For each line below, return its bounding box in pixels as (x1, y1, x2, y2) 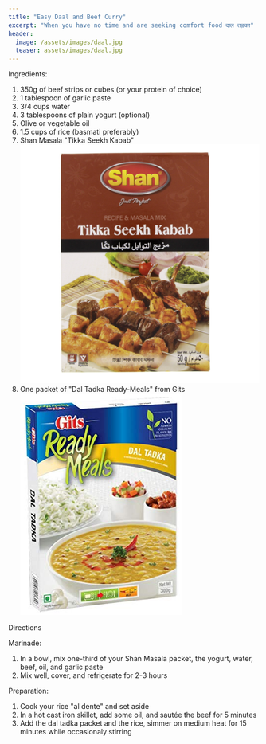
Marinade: (8, 638, 42, 648)
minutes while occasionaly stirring (19, 727, 133, 737)
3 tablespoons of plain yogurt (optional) (19, 110, 151, 119)
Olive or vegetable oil (19, 119, 90, 128)
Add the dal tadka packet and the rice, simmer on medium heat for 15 (19, 719, 247, 728)
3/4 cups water (19, 102, 70, 112)
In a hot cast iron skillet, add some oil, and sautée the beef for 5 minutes (19, 710, 257, 720)
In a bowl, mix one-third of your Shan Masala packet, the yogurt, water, (19, 654, 253, 664)
